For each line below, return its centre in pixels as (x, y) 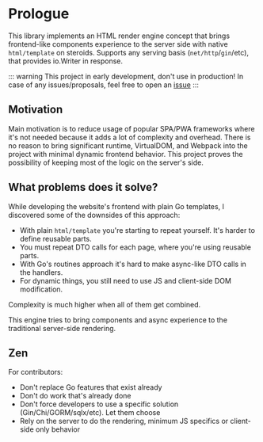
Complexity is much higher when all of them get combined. (105, 304)
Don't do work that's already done (76, 396)
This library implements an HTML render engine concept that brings (119, 36)
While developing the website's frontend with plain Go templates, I (116, 206)
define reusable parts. (56, 238)
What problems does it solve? (83, 187)
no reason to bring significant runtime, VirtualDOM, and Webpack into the (128, 145)
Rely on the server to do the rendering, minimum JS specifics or (124, 421)
